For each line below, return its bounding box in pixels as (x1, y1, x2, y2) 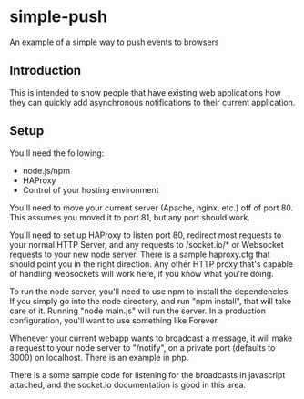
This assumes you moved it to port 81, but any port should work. (9, 211, 250, 222)
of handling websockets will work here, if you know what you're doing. (9, 268, 275, 279)
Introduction (9, 63, 82, 78)
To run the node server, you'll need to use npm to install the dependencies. (9, 285, 291, 297)
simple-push (9, 6, 108, 27)
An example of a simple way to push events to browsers (9, 36, 219, 47)
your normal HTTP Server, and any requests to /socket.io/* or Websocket (9, 239, 284, 250)
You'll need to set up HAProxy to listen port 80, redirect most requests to (9, 230, 282, 240)
